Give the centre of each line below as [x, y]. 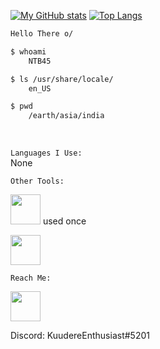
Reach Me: [31, 278]
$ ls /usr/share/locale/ [62, 79]
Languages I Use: [46, 153]
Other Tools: [37, 181]
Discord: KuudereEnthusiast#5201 [80, 336]
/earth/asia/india [66, 116]
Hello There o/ [42, 34]
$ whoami [28, 51]
